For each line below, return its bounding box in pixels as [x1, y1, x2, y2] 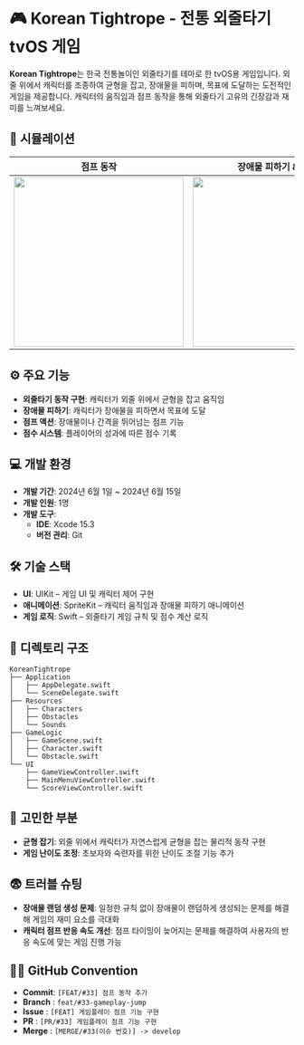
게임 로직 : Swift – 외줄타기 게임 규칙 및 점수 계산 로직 [22, 611, 209, 622]
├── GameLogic [9, 728, 63, 737]
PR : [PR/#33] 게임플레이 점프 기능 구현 [22, 1016, 157, 1027]
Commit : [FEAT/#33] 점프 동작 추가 [22, 987, 147, 998]
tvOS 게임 [9, 37, 81, 57]
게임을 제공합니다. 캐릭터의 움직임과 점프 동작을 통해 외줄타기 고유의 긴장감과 [9, 91, 280, 101]
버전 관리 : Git [35, 530, 83, 541]
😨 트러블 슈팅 [9, 877, 83, 892]
